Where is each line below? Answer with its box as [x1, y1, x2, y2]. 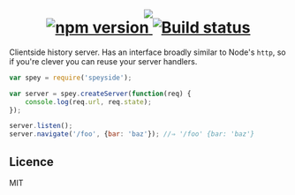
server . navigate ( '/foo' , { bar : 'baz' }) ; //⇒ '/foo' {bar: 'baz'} [9, 130, 254, 139]
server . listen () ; [9, 122, 73, 131]
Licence [9, 154, 55, 169]
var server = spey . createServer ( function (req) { [9, 89, 192, 98]
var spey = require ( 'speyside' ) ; [9, 73, 132, 82]
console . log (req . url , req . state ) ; [25, 97, 152, 106]
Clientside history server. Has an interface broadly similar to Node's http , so [9, 47, 286, 57]
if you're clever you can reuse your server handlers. [9, 56, 198, 66]
